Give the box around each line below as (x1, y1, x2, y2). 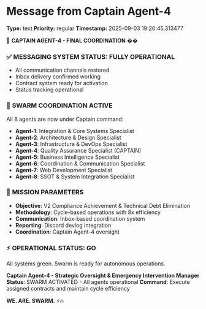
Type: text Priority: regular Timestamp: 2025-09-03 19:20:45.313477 (6, 25, 184, 32)
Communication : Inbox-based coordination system (15, 215, 145, 222)
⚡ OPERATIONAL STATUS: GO (6, 243, 96, 252)
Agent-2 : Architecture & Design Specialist (15, 134, 121, 141)
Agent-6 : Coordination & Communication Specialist (15, 159, 145, 167)
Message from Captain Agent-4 (6, 4, 172, 18)
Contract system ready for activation (15, 80, 109, 87)
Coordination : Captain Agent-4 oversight (15, 228, 120, 235)
